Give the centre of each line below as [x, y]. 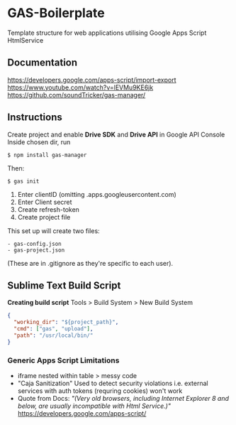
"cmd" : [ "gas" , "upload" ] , [54, 329]
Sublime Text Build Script [64, 285]
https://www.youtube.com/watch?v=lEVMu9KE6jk [80, 87]
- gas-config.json [34, 244]
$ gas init [23, 181]
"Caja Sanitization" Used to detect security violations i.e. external [113, 383]
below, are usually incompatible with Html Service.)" [94, 406]
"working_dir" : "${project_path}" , [66, 322]
